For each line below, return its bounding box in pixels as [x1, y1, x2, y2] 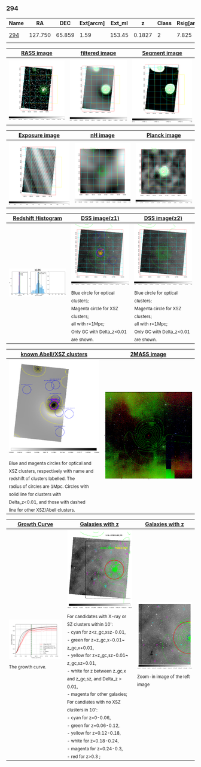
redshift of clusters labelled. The [8, 476, 75, 482]
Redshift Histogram [13, 215, 63, 222]
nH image [90, 132, 115, 139]
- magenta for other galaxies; [66, 692, 127, 698]
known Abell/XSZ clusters [20, 350, 88, 357]
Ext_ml [110, 19, 129, 26]
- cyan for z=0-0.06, [66, 714, 111, 721]
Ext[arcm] [80, 19, 105, 26]
